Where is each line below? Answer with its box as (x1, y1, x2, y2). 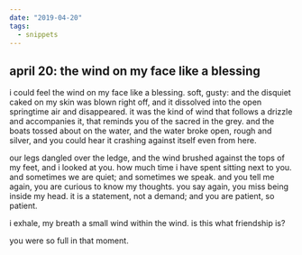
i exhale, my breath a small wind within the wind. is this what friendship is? (9, 218, 286, 229)
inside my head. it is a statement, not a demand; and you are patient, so (9, 191, 275, 202)
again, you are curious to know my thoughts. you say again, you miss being (9, 181, 289, 192)
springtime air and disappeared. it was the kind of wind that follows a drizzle (9, 106, 293, 117)
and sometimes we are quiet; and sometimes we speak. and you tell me (9, 172, 275, 183)
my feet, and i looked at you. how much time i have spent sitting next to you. (9, 162, 292, 173)
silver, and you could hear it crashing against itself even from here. (9, 135, 257, 146)
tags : (9, 22, 30, 31)
